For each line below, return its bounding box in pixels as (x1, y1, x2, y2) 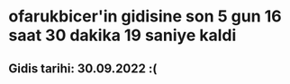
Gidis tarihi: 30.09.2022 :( (8, 61, 158, 76)
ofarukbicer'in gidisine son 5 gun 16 (8, 6, 282, 27)
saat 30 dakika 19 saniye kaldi (8, 25, 237, 46)
